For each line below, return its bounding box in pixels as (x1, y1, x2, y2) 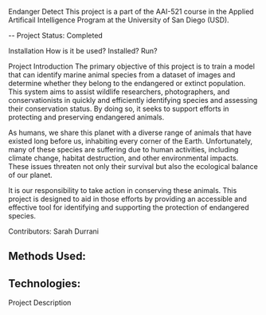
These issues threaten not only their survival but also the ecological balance (8, 162, 259, 171)
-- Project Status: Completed (8, 31, 104, 40)
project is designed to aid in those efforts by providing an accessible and (8, 195, 247, 203)
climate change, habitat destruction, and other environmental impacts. (8, 153, 239, 163)
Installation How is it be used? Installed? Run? (8, 46, 158, 55)
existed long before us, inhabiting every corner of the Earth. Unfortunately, (8, 136, 253, 146)
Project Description (8, 298, 72, 308)
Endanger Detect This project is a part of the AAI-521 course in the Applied (8, 7, 254, 16)
